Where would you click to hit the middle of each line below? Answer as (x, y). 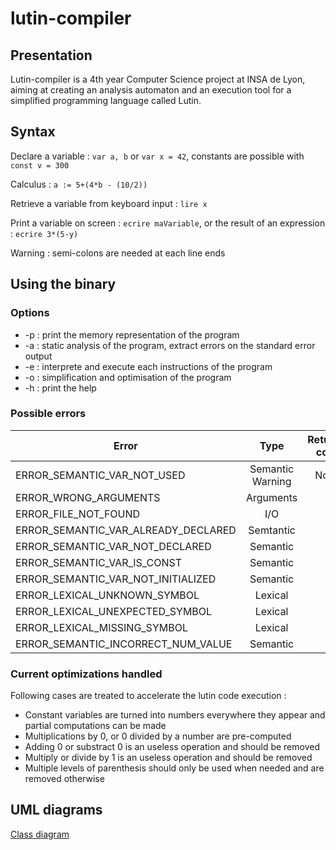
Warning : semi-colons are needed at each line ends (118, 253)
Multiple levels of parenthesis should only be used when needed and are (174, 768)
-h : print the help (60, 388)
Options (30, 313)
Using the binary (63, 284)
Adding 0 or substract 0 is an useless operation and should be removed (172, 747)
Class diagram (40, 834)
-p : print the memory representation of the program (132, 334)
